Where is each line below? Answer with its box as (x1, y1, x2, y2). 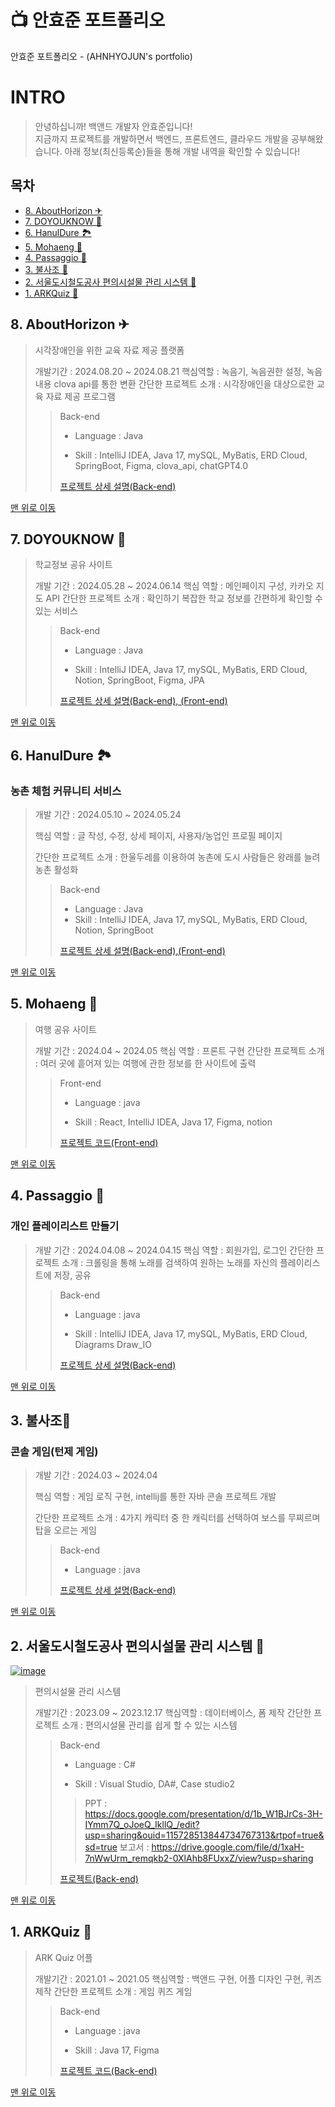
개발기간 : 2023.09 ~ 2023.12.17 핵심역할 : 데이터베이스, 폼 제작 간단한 (34, 1707, 312, 1718)
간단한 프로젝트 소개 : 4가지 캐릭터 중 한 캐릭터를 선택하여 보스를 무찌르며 (34, 1512, 321, 1524)
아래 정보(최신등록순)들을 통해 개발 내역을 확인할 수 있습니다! (64, 145, 301, 157)
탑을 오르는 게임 (34, 1524, 97, 1536)
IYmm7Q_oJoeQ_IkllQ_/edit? (84, 1819, 200, 1830)
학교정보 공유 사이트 (34, 559, 113, 571)
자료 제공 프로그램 (45, 390, 116, 402)
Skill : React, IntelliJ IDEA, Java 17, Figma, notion (74, 1116, 273, 1128)
